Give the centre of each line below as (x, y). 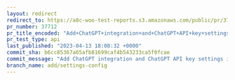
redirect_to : (26, 20)
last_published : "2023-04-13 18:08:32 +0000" (74, 46)
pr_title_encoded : (33, 33)
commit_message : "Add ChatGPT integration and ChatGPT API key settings (115, 59)
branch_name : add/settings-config (57, 65)
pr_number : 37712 (32, 26)
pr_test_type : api (33, 40)
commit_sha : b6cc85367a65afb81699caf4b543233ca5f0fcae (88, 53)
